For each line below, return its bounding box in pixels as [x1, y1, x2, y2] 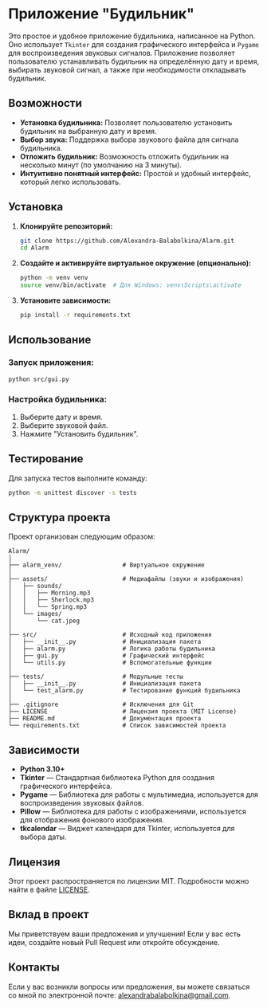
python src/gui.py [8, 375, 69, 383]
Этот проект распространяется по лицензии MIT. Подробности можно [8, 876, 249, 885]
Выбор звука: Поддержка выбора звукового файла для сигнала [19, 135, 239, 144]
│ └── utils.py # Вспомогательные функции [8, 659, 213, 667]
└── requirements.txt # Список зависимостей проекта [8, 722, 226, 730]
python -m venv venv [19, 274, 88, 282]
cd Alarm [19, 244, 49, 252]
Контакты [8, 961, 60, 975]
